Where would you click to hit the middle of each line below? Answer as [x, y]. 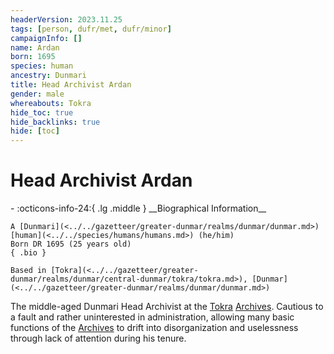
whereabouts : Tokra [51, 103]
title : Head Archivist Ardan [71, 85]
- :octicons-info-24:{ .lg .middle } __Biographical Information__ [138, 208]
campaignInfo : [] [46, 38]
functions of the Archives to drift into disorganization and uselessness [154, 328]
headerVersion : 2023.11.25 [66, 19]
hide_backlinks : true [55, 122]
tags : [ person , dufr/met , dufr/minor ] [91, 29]
